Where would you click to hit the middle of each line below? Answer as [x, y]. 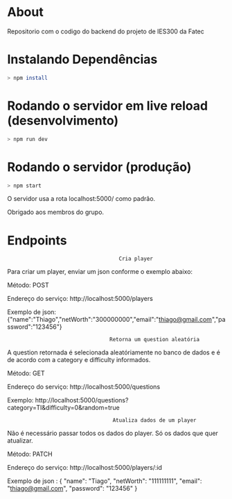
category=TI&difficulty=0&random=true [63, 408]
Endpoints [37, 240]
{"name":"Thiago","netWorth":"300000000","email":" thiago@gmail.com [110, 320]
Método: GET [26, 373]
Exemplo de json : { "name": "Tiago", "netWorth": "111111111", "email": [105, 481]
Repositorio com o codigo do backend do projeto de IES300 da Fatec [106, 31]
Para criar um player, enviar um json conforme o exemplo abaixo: [100, 272]
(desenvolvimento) [63, 121]
